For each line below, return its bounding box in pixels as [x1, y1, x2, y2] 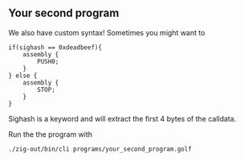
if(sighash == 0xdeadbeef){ [8, 43, 103, 52]
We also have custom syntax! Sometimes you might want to [8, 27, 205, 37]
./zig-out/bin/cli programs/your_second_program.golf [8, 145, 193, 153]
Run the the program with [8, 129, 93, 139]
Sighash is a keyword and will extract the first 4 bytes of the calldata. [8, 114, 237, 123]
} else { [8, 72, 38, 80]
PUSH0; [37, 57, 59, 65]
